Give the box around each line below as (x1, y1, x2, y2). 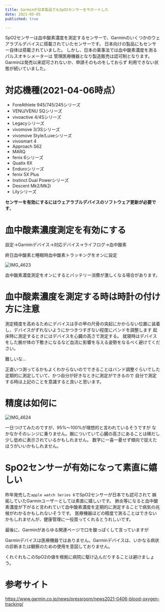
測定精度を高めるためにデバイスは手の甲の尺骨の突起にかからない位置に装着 (5, 321, 161, 327)
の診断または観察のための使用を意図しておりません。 (5, 544, 113, 549)
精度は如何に (5, 398, 58, 409)
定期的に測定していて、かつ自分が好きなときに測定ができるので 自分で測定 (5, 373, 157, 378)
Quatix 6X (12, 160, 33, 166)
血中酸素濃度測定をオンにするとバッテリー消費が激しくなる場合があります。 (5, 272, 160, 278)
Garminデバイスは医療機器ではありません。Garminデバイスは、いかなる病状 (5, 538, 160, 544)
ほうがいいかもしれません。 (5, 443, 62, 449)
